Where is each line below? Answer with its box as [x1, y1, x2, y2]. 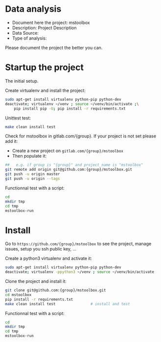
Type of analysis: [12, 35, 47, 41]
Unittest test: [5, 115, 31, 121]
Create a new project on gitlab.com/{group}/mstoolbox [12, 148, 124, 154]
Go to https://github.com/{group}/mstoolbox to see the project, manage [5, 241, 152, 247]
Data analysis [5, 3, 62, 15]
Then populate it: [12, 153, 47, 159]
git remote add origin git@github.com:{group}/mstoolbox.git [5, 167, 133, 172]
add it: [5, 138, 18, 144]
